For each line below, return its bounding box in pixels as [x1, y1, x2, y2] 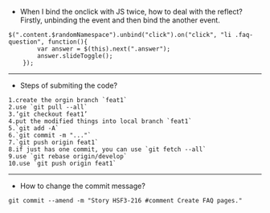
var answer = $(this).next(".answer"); [37, 45, 171, 53]
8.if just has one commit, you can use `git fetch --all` [8, 145, 207, 154]
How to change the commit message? [19, 181, 146, 190]
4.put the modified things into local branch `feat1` [8, 117, 193, 125]
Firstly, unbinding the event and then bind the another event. [19, 15, 221, 25]
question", [8, 38, 45, 46]
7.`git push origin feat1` [8, 138, 99, 146]
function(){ [47, 38, 88, 46]
